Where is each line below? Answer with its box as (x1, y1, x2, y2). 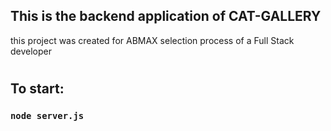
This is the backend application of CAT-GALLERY (10, 8, 322, 25)
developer (10, 45, 53, 57)
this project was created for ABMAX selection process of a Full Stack (10, 34, 295, 46)
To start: (10, 80, 65, 97)
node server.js (10, 110, 85, 121)
